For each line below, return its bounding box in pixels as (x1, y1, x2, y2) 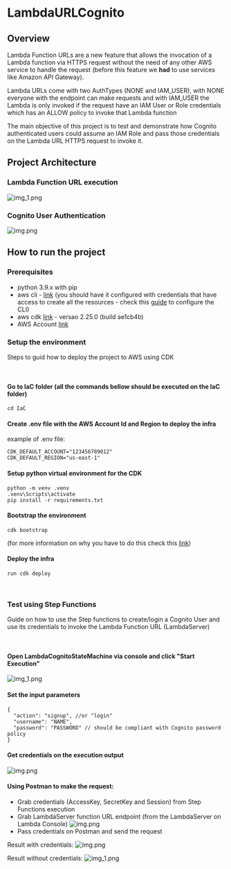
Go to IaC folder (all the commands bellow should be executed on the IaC (7, 382, 220, 390)
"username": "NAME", (13, 718, 73, 725)
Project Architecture (7, 157, 97, 169)
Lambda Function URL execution (7, 178, 118, 187)
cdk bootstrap (7, 526, 48, 533)
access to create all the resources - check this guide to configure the (17, 298, 214, 306)
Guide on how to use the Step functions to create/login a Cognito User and (7, 615, 220, 623)
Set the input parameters (7, 691, 81, 699)
